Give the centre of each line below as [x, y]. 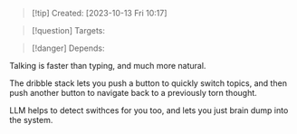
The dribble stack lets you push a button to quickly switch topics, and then [148, 83]
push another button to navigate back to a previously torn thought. [134, 93]
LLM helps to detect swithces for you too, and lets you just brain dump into [149, 110]
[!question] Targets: [68, 30]
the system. [31, 120]
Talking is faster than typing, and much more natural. [108, 66]
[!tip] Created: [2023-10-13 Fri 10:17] [99, 13]
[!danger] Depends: [68, 48]
